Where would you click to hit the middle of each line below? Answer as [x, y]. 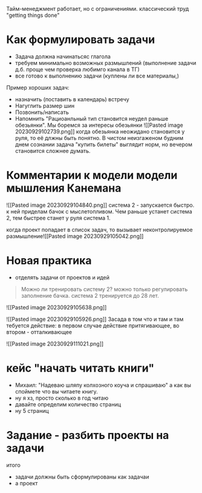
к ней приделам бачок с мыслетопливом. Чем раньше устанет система [99, 211]
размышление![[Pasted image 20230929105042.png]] [75, 236]
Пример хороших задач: [38, 87]
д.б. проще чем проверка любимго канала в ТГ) [77, 69]
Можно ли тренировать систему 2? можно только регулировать [104, 289]
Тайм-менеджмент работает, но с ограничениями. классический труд [98, 9]
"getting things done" [33, 15]
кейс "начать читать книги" [80, 368]
